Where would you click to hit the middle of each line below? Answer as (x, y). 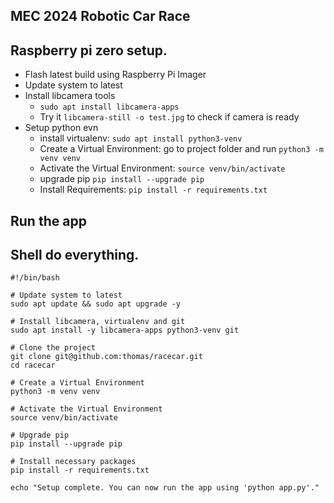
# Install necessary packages (73, 462)
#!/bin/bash (35, 278)
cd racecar (33, 365)
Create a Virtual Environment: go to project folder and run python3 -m (181, 149)
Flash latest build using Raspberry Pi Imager (115, 75)
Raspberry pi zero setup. (89, 50)
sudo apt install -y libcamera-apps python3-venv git (125, 330)
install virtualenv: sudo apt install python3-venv (141, 138)
